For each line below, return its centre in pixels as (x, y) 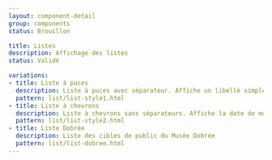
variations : (28, 76)
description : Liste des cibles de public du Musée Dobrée (116, 136)
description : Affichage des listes (68, 54)
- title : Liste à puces (49, 83)
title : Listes (32, 45)
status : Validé (34, 61)
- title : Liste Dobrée (47, 128)
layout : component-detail (52, 16)
